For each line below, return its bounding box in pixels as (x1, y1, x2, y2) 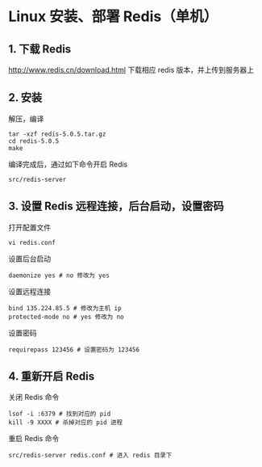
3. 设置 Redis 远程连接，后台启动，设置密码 (8, 200, 224, 213)
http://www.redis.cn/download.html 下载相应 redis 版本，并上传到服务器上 (8, 65, 255, 74)
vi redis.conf (8, 238, 56, 246)
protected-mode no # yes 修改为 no (8, 313, 124, 321)
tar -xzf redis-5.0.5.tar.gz (8, 130, 106, 138)
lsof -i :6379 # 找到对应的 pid (8, 410, 111, 419)
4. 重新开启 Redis (8, 369, 95, 384)
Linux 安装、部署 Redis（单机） (8, 7, 218, 26)
